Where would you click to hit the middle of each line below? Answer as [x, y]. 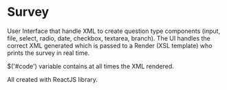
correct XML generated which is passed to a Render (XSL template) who [110, 45]
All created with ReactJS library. [53, 79]
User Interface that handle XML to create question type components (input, [114, 31]
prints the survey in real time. [48, 53]
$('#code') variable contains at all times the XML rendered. [90, 66]
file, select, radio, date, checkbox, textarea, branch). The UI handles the [109, 38]
